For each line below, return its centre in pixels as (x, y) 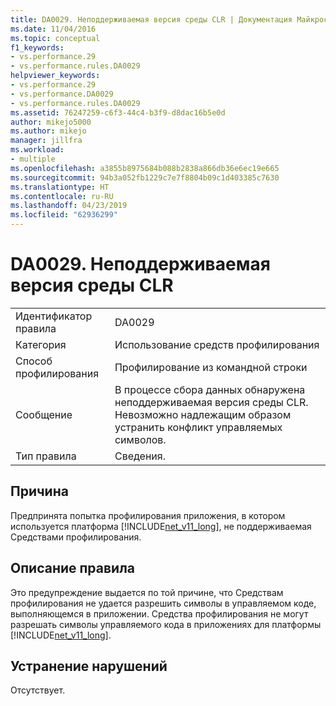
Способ (34, 361)
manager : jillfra (46, 141)
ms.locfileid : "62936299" (64, 215)
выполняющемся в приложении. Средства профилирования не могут (159, 613)
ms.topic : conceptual (55, 38)
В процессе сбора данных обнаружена (210, 389)
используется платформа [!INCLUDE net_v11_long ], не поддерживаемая (161, 526)
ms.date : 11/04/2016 (53, 29)
